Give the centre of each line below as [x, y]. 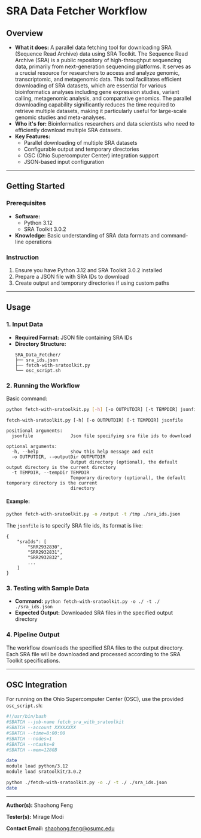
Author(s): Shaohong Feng [40, 805]
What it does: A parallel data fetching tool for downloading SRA [93, 47]
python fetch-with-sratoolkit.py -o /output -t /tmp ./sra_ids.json [93, 514]
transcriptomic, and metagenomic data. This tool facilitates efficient [98, 79]
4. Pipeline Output [33, 635]
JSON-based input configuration [64, 162]
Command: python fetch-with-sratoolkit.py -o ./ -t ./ [87, 601]
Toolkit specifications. [33, 660]
